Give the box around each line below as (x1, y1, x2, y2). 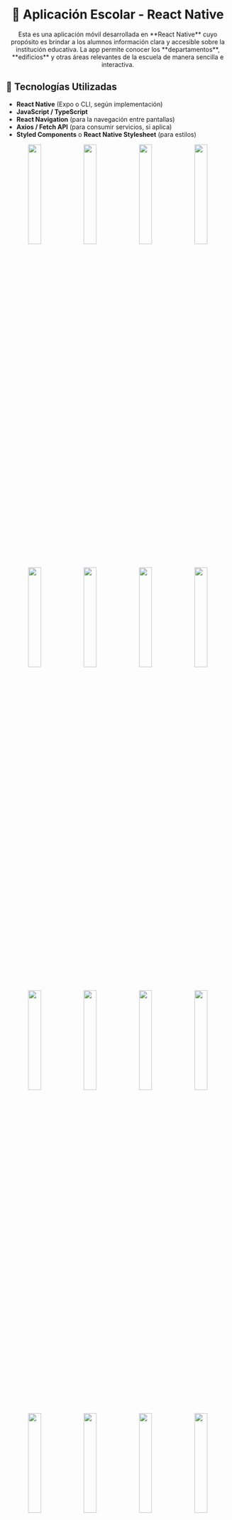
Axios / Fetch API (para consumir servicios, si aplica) (16, 123, 172, 131)
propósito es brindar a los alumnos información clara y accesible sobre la (10, 37, 226, 46)
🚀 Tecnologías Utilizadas (6, 81, 117, 93)
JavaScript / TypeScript (16, 107, 89, 116)
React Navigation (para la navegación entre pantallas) (16, 115, 175, 123)
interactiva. (101, 60, 135, 68)
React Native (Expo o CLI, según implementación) (16, 100, 163, 108)
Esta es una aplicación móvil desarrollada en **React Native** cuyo (18, 30, 218, 38)
